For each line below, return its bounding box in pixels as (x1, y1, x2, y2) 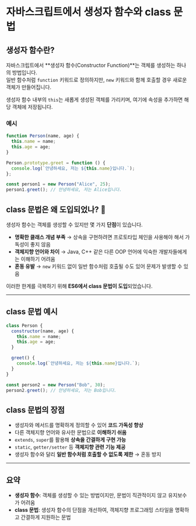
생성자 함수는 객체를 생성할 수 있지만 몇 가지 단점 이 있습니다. (6, 221, 143, 228)
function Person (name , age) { (6, 133, 80, 139)
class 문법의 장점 (6, 405, 65, 415)
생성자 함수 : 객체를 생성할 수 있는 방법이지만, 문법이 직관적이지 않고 (14, 492, 167, 499)
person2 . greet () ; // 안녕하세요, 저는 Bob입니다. (6, 387, 117, 393)
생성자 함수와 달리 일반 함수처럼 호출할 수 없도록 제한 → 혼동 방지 (14, 451, 162, 458)
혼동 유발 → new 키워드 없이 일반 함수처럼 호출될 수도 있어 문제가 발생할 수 (14, 263, 183, 270)
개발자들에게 (158, 248, 187, 255)
